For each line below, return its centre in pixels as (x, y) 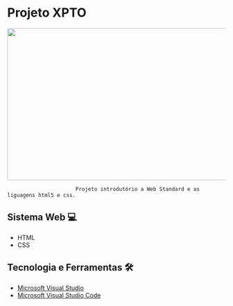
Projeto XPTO (47, 13)
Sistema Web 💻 (42, 218)
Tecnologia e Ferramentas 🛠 (70, 267)
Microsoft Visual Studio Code (59, 295)
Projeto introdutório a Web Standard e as (137, 189)
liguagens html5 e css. (42, 195)
